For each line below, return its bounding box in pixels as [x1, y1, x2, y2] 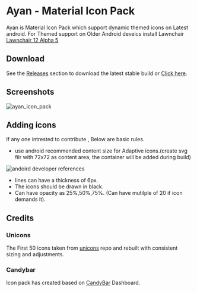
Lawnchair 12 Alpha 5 [6, 36, 59, 44]
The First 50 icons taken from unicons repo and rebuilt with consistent [6, 244, 178, 251]
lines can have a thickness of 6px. [14, 177, 99, 184]
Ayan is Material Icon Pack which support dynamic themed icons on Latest [6, 24, 189, 31]
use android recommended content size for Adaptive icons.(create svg [14, 147, 188, 154]
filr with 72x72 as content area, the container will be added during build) [14, 154, 192, 161]
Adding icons [6, 120, 56, 130]
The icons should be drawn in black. [14, 183, 104, 190]
